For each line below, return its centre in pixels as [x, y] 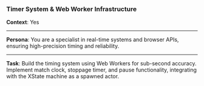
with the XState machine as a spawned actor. [63, 76]
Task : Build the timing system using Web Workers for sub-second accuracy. [101, 64]
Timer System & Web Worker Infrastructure [72, 9]
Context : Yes [23, 22]
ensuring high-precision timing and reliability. [63, 46]
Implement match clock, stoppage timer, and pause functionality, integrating [102, 70]
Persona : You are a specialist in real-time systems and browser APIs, [93, 40]
